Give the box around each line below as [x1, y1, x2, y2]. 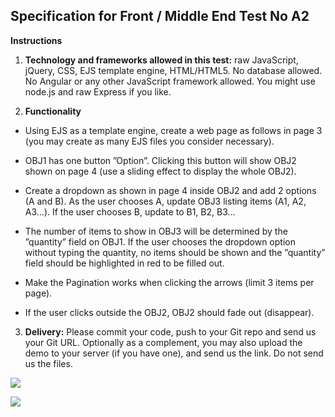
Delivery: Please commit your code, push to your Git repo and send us [24, 325, 317, 338]
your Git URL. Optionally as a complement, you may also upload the [24, 336, 303, 348]
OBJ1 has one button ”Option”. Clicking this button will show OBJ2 [24, 154, 297, 166]
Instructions [10, 34, 63, 46]
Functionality [24, 105, 82, 117]
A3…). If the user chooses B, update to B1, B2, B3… [24, 205, 236, 218]
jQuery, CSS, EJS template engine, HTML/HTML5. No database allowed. [24, 64, 323, 76]
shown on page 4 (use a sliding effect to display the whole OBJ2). [24, 165, 297, 177]
